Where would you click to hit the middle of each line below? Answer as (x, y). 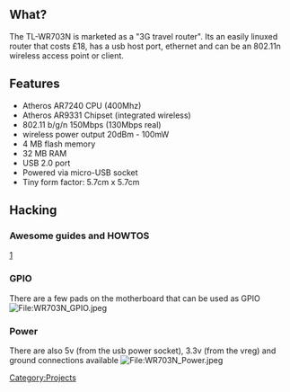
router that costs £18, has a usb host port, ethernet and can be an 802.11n (145, 46)
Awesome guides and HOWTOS (79, 236)
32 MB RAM (44, 153)
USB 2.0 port (46, 163)
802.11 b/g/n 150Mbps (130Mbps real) (92, 124)
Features (35, 84)
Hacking (33, 210)
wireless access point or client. (66, 55)
